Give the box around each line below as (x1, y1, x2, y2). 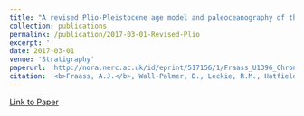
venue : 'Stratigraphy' (9, 55, 95, 64)
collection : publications (9, 22, 107, 31)
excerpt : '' (9, 38, 54, 48)
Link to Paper (9, 96, 59, 107)
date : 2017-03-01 (9, 47, 75, 56)
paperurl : (9, 64, 47, 73)
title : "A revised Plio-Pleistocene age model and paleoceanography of (9, 13, 285, 22)
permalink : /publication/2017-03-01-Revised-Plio (9, 30, 201, 39)
